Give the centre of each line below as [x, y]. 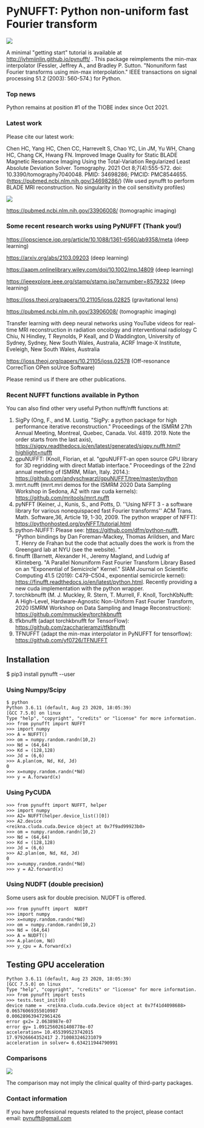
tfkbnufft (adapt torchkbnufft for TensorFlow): [72, 621]
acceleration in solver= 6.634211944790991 [62, 1043]
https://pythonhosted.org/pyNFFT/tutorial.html [73, 524]
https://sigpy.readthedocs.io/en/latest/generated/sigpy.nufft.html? [98, 446]
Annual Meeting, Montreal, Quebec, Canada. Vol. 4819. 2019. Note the [103, 433]
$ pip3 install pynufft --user [41, 674]
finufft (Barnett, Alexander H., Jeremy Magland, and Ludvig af [92, 556]
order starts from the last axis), [54, 439]
